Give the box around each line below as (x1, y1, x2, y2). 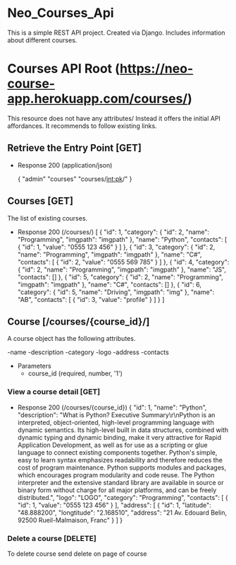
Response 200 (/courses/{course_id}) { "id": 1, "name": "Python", (17, 403, 207, 412)
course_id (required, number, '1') (27, 369, 123, 378)
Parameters (17, 362, 51, 371)
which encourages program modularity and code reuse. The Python (17, 470, 215, 479)
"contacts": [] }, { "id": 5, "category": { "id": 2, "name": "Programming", (17, 272, 223, 281)
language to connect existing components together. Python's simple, (17, 448, 218, 457)
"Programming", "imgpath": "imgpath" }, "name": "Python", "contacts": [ (17, 235, 228, 243)
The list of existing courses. (7, 214, 88, 222)
